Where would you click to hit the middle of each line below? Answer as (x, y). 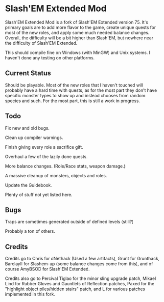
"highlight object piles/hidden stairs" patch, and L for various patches (75, 289)
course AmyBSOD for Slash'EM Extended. (47, 269)
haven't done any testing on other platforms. (50, 57)
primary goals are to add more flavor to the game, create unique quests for (81, 27)
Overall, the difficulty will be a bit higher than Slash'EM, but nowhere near (79, 38)
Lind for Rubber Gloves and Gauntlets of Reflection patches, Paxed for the (80, 284)
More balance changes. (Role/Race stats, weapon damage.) (65, 166)
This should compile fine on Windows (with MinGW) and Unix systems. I (78, 53)
